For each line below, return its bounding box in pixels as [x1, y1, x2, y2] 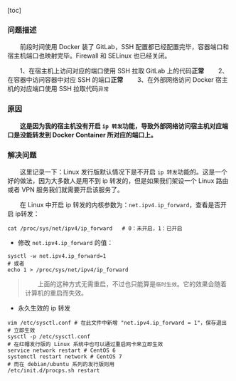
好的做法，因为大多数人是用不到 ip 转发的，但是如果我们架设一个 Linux [7, 176, 215, 184]
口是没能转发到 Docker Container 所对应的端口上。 [7, 130, 158, 139]
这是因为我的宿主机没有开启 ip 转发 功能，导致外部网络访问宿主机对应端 [20, 121, 229, 130]
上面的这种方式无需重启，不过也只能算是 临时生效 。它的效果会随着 [37, 279, 227, 288]
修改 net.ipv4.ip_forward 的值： [17, 238, 114, 246]
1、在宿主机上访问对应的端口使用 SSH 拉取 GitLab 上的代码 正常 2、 [19, 67, 229, 75]
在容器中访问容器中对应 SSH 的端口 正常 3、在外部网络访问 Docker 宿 [7, 75, 222, 84]
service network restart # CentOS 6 [7, 347, 116, 354]
